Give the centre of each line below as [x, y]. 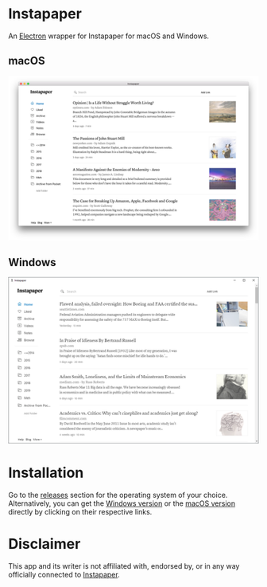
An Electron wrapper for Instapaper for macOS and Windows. [108, 36]
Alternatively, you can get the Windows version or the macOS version [122, 503]
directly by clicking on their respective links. [80, 511]
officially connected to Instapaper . [64, 574]
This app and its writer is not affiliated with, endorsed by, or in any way [124, 565]
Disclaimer [44, 544]
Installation [46, 473]
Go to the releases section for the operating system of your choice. [118, 495]
